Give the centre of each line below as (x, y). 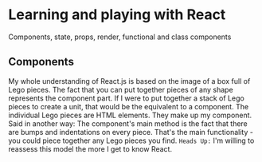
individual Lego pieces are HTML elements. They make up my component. (130, 115)
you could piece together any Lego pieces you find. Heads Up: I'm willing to (131, 140)
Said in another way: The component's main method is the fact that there (128, 123)
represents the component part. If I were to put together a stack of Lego (126, 98)
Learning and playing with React (117, 15)
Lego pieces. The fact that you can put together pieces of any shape (121, 89)
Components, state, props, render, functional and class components (120, 37)
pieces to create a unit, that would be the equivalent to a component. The (129, 106)
